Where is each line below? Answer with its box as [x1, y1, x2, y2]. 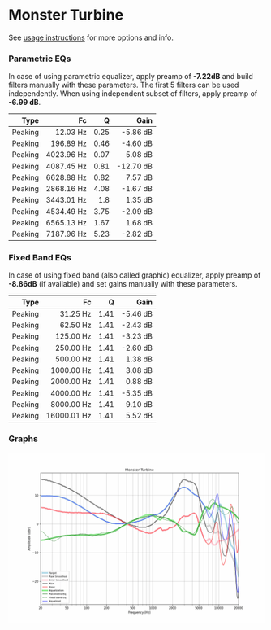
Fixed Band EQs [8, 252, 71, 263]
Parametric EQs [8, 53, 71, 64]
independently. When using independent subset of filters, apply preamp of [8, 89, 258, 98]
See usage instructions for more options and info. [8, 33, 174, 42]
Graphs [8, 433, 38, 444]
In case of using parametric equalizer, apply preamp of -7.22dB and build [8, 72, 254, 81]
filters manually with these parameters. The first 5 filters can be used [8, 80, 239, 90]
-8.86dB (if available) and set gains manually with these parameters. [8, 279, 238, 289]
